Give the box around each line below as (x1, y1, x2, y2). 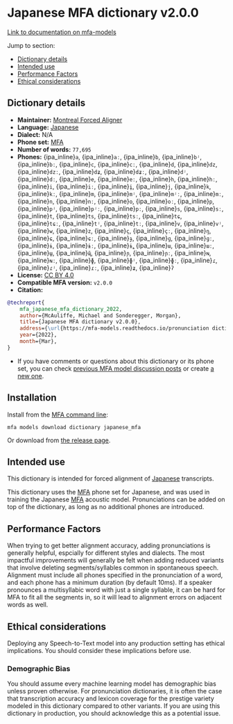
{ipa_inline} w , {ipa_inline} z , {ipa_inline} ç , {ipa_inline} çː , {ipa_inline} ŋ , (17, 226, 212, 234)
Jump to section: (7, 41, 55, 49)
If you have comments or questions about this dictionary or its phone (17, 357, 214, 365)
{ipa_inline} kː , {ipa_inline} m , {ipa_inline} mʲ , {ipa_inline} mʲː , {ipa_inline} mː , (17, 189, 224, 198)
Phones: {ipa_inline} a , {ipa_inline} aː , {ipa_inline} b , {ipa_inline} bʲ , (17, 152, 202, 161)
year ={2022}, (19, 332, 58, 339)
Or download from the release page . (7, 436, 111, 444)
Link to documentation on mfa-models (7, 28, 116, 36)
